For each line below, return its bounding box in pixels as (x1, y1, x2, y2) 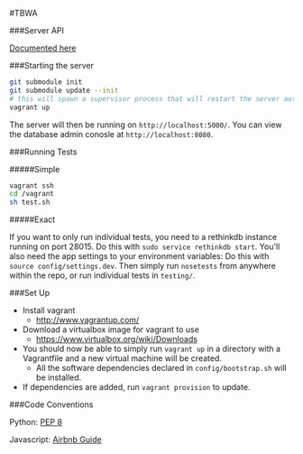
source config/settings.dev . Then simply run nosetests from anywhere (9, 261, 277, 272)
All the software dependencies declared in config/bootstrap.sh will (35, 363, 287, 374)
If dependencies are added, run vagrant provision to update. (22, 382, 251, 393)
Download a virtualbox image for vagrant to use (22, 324, 200, 335)
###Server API (9, 25, 65, 35)
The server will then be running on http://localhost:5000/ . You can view (9, 119, 282, 130)
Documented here (9, 42, 77, 53)
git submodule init (9, 78, 83, 87)
